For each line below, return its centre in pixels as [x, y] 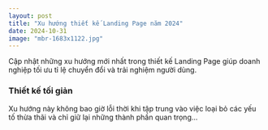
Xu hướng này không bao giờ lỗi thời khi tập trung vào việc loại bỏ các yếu [132, 108]
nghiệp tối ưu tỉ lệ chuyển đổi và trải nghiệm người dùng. [103, 70]
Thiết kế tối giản [41, 91]
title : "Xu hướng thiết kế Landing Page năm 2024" [96, 23]
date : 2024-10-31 [38, 31]
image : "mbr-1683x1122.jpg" [56, 38]
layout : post [30, 16]
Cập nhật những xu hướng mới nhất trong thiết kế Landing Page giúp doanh [134, 61]
